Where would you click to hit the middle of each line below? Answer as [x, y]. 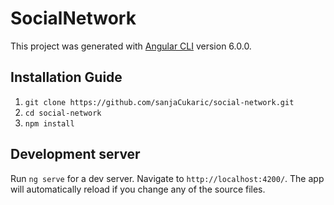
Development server [75, 154]
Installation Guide [66, 77]
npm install [49, 123]
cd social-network [63, 113]
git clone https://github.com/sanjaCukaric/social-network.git [159, 102]
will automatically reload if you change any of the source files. [138, 189]
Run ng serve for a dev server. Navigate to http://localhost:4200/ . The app [167, 178]
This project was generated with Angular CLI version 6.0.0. [131, 46]
